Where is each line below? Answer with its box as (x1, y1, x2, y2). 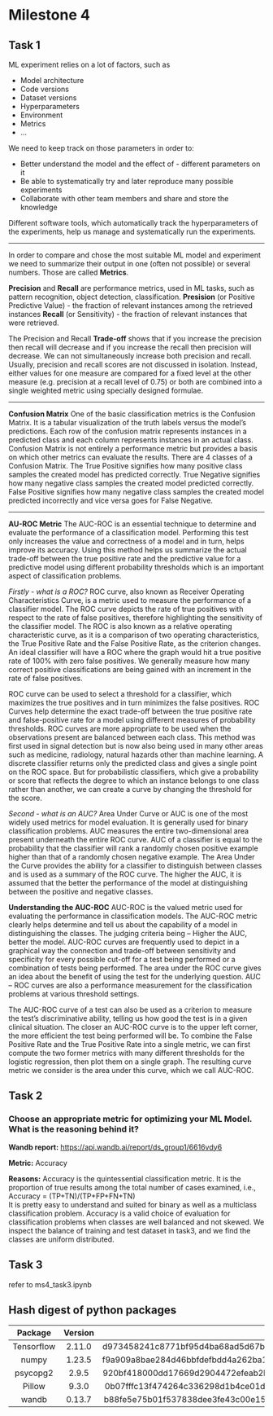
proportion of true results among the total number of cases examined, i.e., (8, 1182, 256, 1192)
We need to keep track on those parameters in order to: (8, 143, 195, 152)
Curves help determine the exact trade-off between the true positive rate (8, 706, 253, 716)
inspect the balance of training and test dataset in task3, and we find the (8, 1225, 251, 1235)
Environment (19, 110, 63, 120)
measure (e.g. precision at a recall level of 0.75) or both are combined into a (8, 377, 262, 386)
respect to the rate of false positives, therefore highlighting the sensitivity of (8, 613, 262, 622)
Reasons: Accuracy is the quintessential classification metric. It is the (8, 1173, 241, 1183)
